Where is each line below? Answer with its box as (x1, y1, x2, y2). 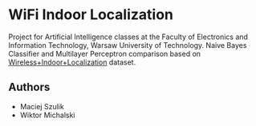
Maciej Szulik (19, 101, 64, 111)
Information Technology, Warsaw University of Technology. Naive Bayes (8, 40, 247, 49)
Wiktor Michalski (19, 110, 75, 120)
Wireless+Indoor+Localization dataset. (8, 57, 136, 67)
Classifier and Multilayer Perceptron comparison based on (8, 49, 201, 58)
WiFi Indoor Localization (8, 6, 174, 24)
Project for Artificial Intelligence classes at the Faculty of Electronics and (8, 32, 249, 41)
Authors (8, 81, 51, 94)
